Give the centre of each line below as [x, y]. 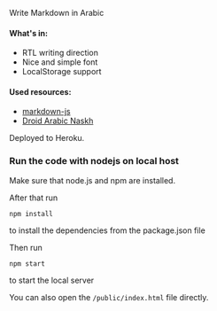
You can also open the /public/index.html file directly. [109, 297]
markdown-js [46, 112]
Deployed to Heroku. [47, 138]
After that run [34, 198]
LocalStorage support [62, 72]
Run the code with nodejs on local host [94, 161]
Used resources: [40, 91]
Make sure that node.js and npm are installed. [92, 180]
